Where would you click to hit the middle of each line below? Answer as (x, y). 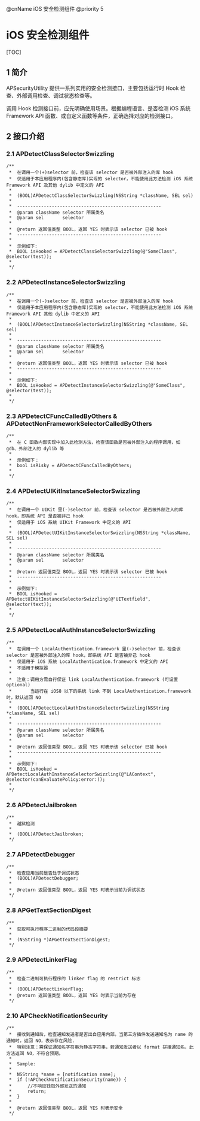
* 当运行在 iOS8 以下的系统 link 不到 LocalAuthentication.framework (100, 691)
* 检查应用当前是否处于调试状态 (44, 873)
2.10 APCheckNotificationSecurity (57, 1016)
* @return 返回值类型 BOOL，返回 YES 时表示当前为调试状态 (77, 890)
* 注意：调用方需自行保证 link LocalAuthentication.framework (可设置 (93, 679)
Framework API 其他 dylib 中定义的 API (53, 314)
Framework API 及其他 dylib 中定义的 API (55, 185)
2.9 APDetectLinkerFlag (42, 960)
